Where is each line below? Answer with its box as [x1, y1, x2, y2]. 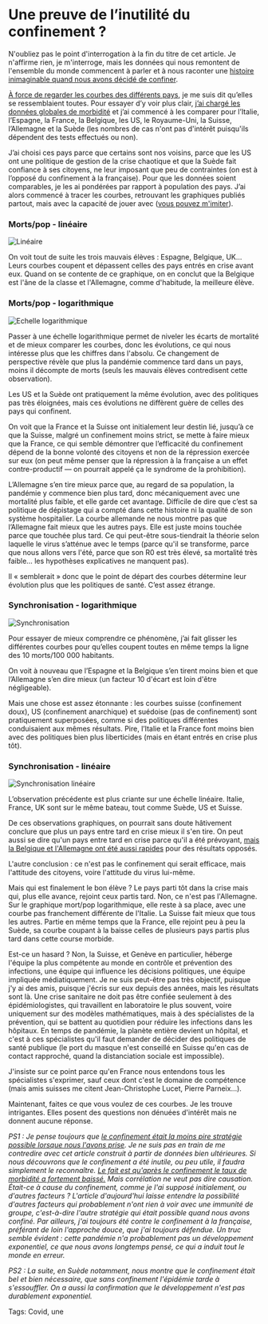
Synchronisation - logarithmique [8, 600, 137, 611]
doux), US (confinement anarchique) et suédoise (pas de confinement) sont [8, 707, 258, 716]
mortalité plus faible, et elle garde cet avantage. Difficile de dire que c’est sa [8, 497, 258, 506]
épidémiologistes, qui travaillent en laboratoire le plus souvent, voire [8, 1001, 232, 1010]
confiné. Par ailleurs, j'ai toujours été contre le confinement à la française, [8, 1216, 253, 1227]
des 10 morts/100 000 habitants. [8, 650, 115, 660]
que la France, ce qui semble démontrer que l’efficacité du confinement [8, 438, 243, 448]
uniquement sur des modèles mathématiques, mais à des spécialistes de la [8, 1009, 255, 1019]
